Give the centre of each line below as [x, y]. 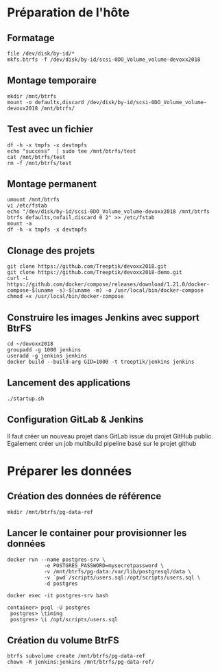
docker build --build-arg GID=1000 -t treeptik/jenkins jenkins [101, 362]
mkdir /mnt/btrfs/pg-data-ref [50, 512]
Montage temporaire [52, 80]
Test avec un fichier [50, 129]
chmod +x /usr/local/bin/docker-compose [66, 297]
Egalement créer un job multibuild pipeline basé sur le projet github [102, 443]
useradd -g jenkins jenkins [47, 356]
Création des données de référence [84, 496]
